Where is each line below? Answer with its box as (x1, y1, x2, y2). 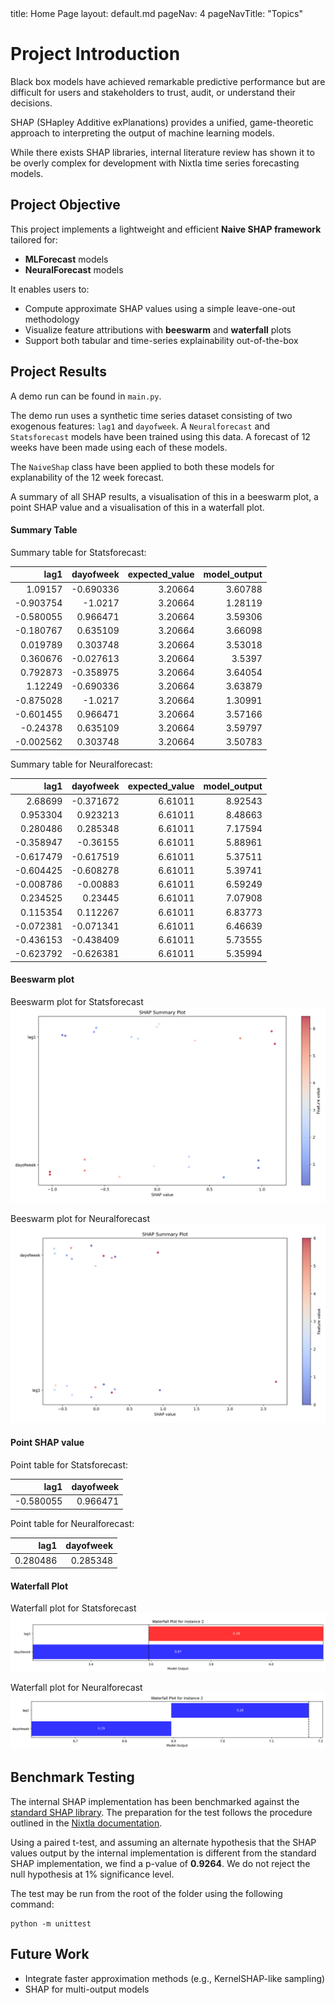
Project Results (10, 363, 107, 381)
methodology (24, 313, 80, 325)
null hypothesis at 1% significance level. (10, 1868, 175, 1880)
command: (10, 1898, 55, 1910)
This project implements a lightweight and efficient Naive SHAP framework (10, 223, 322, 235)
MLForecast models (24, 253, 109, 265)
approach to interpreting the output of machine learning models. (10, 127, 275, 139)
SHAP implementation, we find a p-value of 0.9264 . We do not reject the (10, 1857, 311, 1869)
